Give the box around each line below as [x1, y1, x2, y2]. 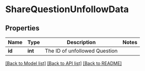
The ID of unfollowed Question [45, 47, 118, 54]
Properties [5, 24, 40, 32]
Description [67, 39, 96, 46]
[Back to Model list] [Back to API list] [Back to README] [5, 60, 122, 66]
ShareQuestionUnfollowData [5, 4, 129, 15]
